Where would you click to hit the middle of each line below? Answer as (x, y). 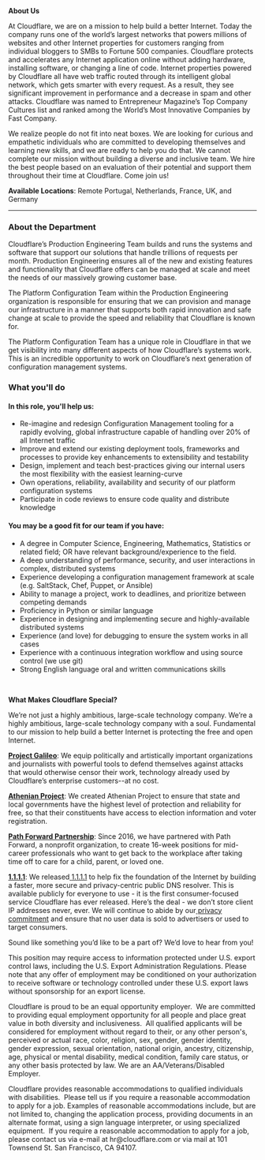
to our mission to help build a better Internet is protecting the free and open (131, 732)
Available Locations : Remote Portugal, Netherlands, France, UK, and (120, 191)
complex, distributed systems (67, 568)
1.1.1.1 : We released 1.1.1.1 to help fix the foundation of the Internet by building (132, 877)
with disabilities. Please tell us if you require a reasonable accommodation (129, 1097)
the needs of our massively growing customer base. (93, 278)
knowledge (38, 507)
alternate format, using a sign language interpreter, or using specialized (124, 1122)
